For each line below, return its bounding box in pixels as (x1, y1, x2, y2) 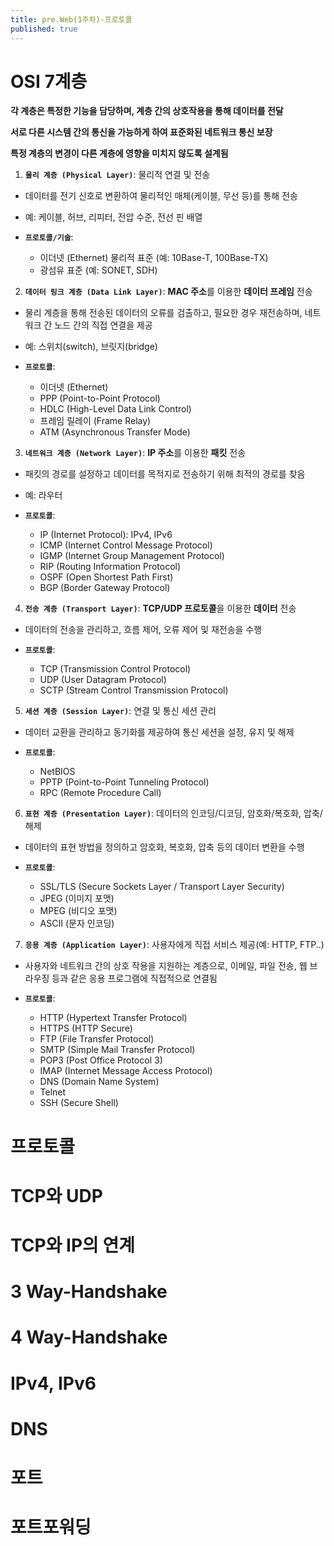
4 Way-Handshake (10, 1326, 168, 1349)
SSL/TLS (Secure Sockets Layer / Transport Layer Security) (39, 881, 285, 893)
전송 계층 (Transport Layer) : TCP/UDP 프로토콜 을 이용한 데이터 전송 (24, 602, 297, 615)
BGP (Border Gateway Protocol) (39, 582, 171, 594)
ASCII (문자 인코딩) (39, 917, 115, 930)
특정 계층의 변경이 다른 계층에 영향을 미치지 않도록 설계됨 (10, 147, 229, 160)
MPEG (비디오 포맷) (39, 905, 118, 917)
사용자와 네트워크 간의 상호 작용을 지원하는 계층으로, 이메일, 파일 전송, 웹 (24, 960, 308, 972)
